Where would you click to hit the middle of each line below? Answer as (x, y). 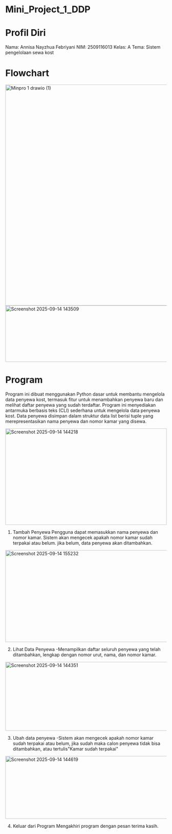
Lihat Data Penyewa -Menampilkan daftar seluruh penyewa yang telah (87, 649)
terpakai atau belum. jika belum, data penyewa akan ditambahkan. (82, 543)
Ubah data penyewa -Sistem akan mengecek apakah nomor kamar (83, 738)
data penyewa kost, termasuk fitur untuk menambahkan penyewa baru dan (84, 400)
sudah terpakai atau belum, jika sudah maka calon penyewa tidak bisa (86, 743)
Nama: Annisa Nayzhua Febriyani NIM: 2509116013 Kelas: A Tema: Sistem (83, 47)
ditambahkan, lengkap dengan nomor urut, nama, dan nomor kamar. (84, 655)
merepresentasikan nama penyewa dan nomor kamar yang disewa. (76, 421)
